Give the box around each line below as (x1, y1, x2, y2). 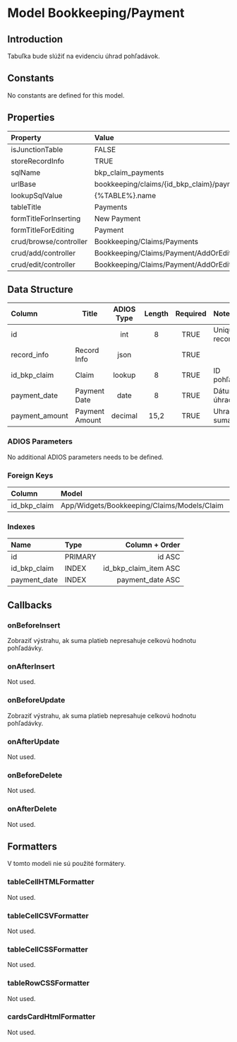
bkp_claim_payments (94, 168, 164, 178)
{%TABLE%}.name (94, 190, 157, 200)
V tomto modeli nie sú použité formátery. (7, 859, 126, 868)
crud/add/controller (11, 248, 76, 257)
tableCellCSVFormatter (7, 910, 90, 920)
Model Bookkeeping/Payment (7, 5, 185, 21)
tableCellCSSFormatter (7, 944, 88, 954)
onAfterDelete (7, 804, 57, 814)
